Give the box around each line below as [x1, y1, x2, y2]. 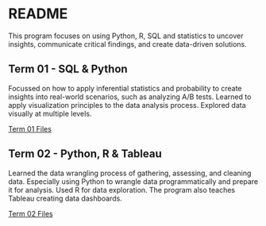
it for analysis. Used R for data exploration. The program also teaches [8, 185, 236, 194]
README [8, 5, 68, 23]
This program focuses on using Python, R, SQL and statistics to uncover [8, 31, 244, 40]
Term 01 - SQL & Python [8, 63, 129, 76]
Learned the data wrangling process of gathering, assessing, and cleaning [8, 168, 252, 178]
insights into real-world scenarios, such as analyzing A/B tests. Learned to [8, 92, 252, 102]
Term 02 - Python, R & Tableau [8, 147, 163, 161]
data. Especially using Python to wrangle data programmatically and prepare [8, 176, 259, 186]
